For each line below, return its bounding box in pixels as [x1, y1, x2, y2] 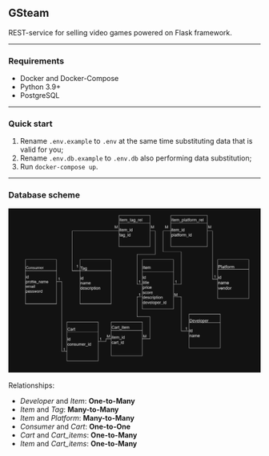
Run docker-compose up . [19, 162, 98, 172]
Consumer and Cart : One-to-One [19, 421, 130, 431]
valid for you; [19, 145, 64, 155]
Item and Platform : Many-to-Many [19, 413, 134, 422]
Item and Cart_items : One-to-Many [19, 439, 138, 448]
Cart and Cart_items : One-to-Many [19, 430, 138, 440]
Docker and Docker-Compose [19, 74, 119, 83]
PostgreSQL [19, 91, 60, 100]
